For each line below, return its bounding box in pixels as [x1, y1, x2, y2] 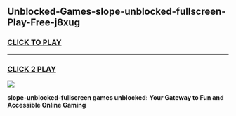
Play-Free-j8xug [7, 17, 81, 29]
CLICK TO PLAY [7, 38, 62, 48]
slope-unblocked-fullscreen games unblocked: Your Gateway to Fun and [7, 93, 224, 101]
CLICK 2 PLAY [7, 64, 56, 74]
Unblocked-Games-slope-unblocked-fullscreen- [7, 6, 226, 18]
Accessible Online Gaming [7, 101, 86, 109]
